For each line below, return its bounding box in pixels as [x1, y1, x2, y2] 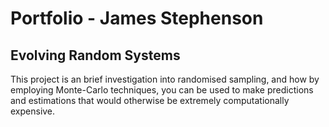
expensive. [10, 105, 56, 117]
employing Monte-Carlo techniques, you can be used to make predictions [10, 84, 314, 96]
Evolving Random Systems [10, 47, 181, 64]
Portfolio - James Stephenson [10, 7, 264, 30]
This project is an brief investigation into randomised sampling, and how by [10, 73, 320, 85]
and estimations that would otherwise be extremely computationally [10, 95, 290, 106]
